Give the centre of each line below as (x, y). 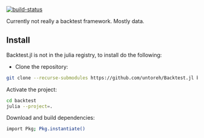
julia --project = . (29, 106)
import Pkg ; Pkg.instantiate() (46, 129)
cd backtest (21, 100)
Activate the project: (32, 89)
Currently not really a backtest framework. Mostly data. (75, 21)
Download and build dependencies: (51, 118)
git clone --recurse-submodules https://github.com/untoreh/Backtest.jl (100, 78)
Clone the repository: (42, 66)
